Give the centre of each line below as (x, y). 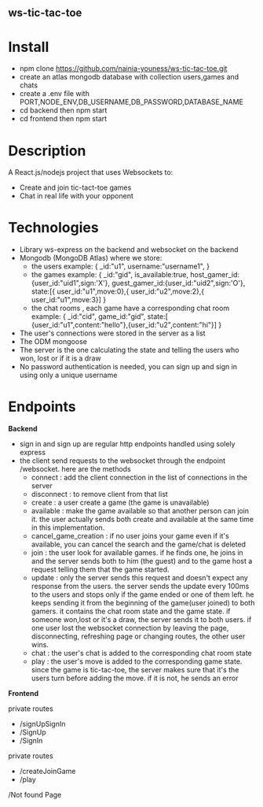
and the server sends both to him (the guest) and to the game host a (142, 561)
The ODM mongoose (53, 342)
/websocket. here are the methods (75, 469)
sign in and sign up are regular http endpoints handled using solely (127, 444)
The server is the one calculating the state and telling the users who (129, 350)
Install (29, 47)
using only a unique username (68, 375)
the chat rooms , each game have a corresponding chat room (130, 308)
